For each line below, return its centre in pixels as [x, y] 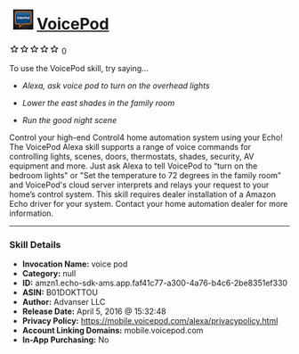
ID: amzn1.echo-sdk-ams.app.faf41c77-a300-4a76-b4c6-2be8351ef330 [154, 283]
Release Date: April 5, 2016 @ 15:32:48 [94, 311]
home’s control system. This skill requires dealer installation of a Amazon [142, 194]
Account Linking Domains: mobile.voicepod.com [113, 331]
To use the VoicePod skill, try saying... [79, 68]
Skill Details [35, 244]
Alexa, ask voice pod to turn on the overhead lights [116, 86]
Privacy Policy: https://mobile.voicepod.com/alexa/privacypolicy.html [150, 321]
